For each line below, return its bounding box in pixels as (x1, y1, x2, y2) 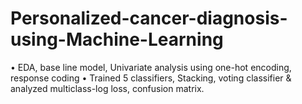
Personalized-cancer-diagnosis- (10, 7, 288, 30)
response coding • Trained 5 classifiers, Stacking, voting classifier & (10, 72, 292, 84)
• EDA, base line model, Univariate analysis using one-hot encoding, (10, 61, 292, 73)
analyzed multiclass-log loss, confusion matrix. (10, 82, 205, 94)
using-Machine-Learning (10, 28, 224, 51)
